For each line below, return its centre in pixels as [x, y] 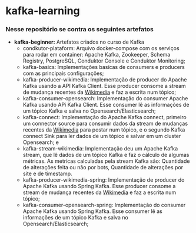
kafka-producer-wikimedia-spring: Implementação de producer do [104, 180]
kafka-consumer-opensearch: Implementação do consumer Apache [105, 99]
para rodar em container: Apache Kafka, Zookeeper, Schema [97, 55]
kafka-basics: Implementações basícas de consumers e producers [104, 67]
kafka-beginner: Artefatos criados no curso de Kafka [79, 42]
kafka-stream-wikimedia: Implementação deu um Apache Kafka [100, 149]
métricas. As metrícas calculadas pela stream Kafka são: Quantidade [106, 161]
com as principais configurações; [63, 73]
